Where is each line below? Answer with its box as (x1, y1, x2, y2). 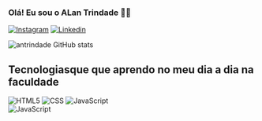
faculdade (8, 75, 59, 89)
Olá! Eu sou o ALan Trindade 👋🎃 (8, 7, 132, 18)
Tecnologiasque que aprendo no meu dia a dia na (8, 63, 254, 76)
